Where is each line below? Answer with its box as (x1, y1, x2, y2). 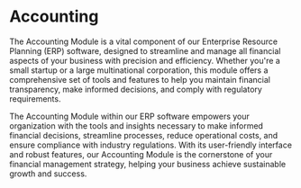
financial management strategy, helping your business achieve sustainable (9, 158, 287, 169)
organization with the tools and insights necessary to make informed (9, 120, 264, 131)
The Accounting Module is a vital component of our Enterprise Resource (9, 36, 278, 47)
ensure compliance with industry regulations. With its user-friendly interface (9, 139, 293, 150)
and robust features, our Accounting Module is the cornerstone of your (9, 148, 273, 159)
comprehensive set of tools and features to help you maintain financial (9, 74, 270, 85)
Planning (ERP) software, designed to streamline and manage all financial (9, 45, 281, 56)
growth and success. (9, 168, 87, 179)
